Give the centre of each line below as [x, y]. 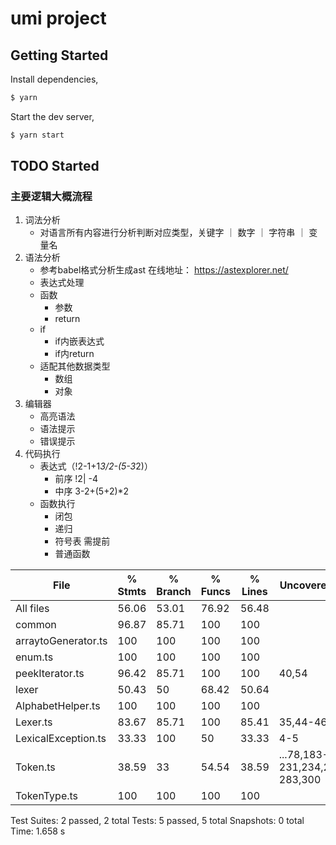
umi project [58, 18]
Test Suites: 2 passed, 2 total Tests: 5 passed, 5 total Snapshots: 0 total [157, 821]
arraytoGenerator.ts [61, 641]
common [36, 625]
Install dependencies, [54, 79]
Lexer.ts [34, 722]
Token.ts [35, 767]
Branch [174, 592]
